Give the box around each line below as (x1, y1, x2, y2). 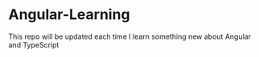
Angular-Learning (8, 6, 130, 24)
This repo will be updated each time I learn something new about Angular (8, 32, 252, 41)
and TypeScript (8, 40, 60, 49)
